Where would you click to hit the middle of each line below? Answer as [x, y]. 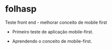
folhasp [21, 9]
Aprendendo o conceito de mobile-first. [52, 41]
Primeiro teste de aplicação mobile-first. [53, 32]
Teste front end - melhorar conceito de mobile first [56, 22]
